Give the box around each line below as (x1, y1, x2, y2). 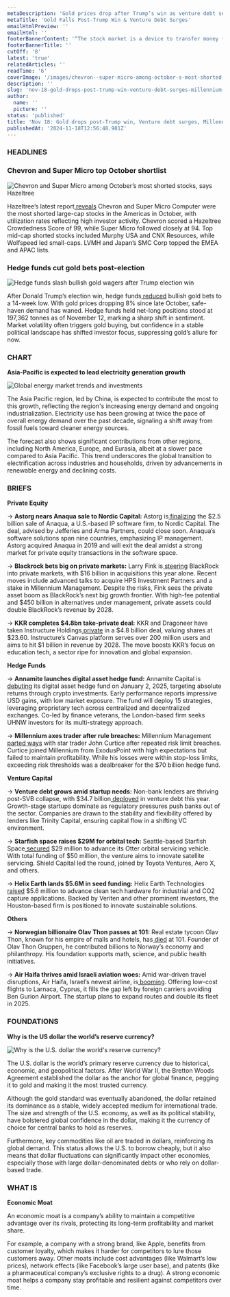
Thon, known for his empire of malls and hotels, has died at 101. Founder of (7, 936, 219, 944)
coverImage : (7, 73, 41, 81)
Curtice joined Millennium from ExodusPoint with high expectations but (7, 746, 207, 754)
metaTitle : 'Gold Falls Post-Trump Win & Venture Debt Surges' (7, 16, 192, 23)
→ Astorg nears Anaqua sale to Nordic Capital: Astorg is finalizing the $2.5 (7, 512, 221, 521)
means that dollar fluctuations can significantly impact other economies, (7, 1151, 211, 1159)
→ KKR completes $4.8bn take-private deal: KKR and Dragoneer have (7, 619, 208, 628)
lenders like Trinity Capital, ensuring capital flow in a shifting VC (7, 817, 187, 825)
